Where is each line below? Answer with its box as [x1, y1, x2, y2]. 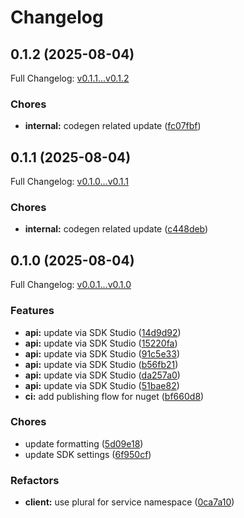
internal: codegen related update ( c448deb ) [24, 223, 209, 235]
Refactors [10, 473, 60, 487]
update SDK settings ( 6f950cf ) [24, 448, 152, 460]
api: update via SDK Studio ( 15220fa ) [24, 337, 178, 349]
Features [10, 304, 55, 318]
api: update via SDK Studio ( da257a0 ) [24, 369, 181, 381]
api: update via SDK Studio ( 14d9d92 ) [24, 326, 182, 338]
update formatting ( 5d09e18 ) [24, 437, 144, 450]
